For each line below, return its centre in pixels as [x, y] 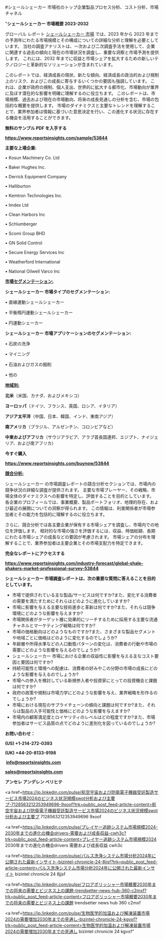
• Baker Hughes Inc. [25, 167]
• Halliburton [18, 186]
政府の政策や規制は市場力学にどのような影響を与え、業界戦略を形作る [83, 693]
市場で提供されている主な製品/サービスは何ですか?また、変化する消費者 [84, 595]
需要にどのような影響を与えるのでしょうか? [56, 650]
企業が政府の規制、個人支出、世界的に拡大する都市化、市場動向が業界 [88, 87]
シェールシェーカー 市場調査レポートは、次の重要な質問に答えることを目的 [80, 578]
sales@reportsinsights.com [34, 772]
